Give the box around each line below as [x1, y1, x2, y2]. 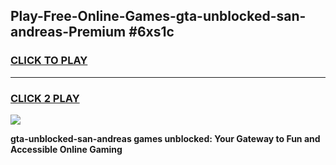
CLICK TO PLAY [10, 54, 88, 68]
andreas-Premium [10, 24, 127, 41]
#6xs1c [128, 24, 175, 41]
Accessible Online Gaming [10, 143, 123, 155]
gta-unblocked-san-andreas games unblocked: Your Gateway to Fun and [10, 132, 321, 144]
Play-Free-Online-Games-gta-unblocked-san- [10, 8, 307, 25]
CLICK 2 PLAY [10, 91, 80, 105]
